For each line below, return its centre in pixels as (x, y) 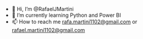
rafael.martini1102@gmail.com (48, 30)
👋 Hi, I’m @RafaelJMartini (43, 9)
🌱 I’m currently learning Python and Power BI (66, 15)
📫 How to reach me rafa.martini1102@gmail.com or (74, 22)
